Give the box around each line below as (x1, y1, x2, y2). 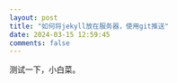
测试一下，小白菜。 (9, 64, 81, 75)
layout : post (9, 13, 58, 23)
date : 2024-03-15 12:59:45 (9, 30, 111, 39)
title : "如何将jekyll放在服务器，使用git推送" (9, 22, 169, 31)
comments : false (9, 38, 70, 48)
